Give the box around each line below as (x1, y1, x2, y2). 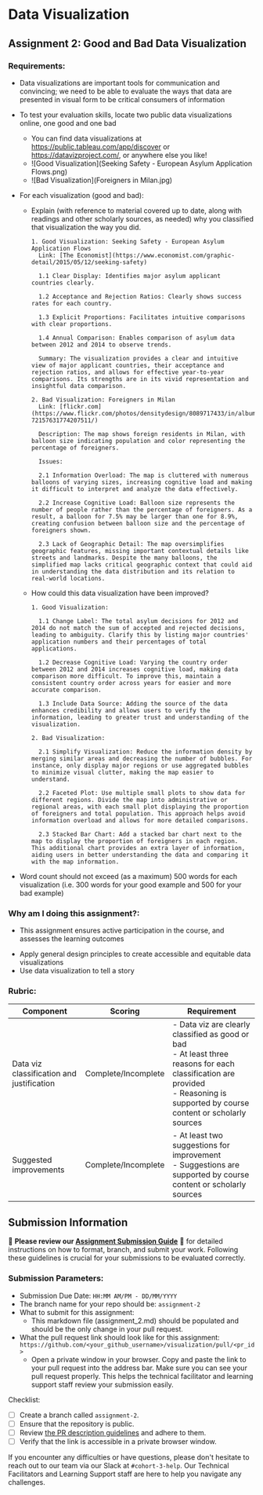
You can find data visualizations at (31, 134, 142, 143)
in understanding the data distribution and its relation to (31, 567, 235, 575)
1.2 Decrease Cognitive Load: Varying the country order (38, 658, 229, 666)
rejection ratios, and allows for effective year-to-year (31, 368, 225, 376)
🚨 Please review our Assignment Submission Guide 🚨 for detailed (8, 1237, 223, 1246)
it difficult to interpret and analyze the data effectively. (31, 485, 239, 493)
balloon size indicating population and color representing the (31, 437, 246, 445)
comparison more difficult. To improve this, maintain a (31, 672, 222, 680)
